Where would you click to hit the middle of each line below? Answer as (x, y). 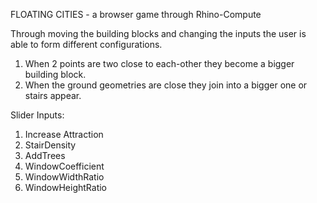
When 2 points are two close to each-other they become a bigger (159, 63)
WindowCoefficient (64, 166)
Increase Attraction (64, 134)
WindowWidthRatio (64, 177)
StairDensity (50, 145)
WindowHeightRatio (65, 187)
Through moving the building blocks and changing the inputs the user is (158, 33)
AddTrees (45, 155)
